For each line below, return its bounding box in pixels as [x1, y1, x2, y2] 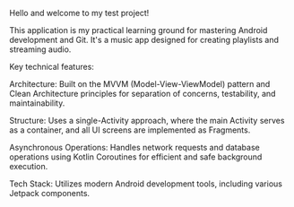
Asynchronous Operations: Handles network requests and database [9, 142, 260, 152]
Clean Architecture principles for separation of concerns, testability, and [9, 89, 276, 99]
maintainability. [9, 98, 65, 108]
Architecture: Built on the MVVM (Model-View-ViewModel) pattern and [9, 79, 271, 89]
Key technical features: [9, 62, 94, 72]
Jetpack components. [9, 188, 91, 198]
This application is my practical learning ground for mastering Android [9, 25, 268, 35]
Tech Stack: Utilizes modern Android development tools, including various [9, 178, 282, 189]
